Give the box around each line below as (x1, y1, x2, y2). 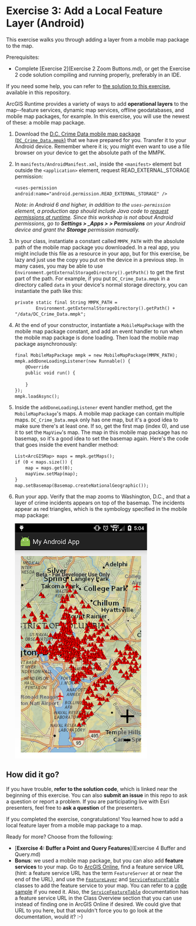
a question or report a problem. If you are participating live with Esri (6, 797, 170, 805)
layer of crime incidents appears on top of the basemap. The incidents (14, 499, 185, 506)
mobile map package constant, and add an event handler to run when (14, 328, 183, 335)
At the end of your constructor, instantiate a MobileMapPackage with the (14, 321, 185, 328)
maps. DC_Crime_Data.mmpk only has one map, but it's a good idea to (14, 416, 178, 423)
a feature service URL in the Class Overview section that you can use (14, 894, 183, 901)
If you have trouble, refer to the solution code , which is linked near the (6, 785, 178, 792)
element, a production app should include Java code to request (14, 207, 169, 214)
